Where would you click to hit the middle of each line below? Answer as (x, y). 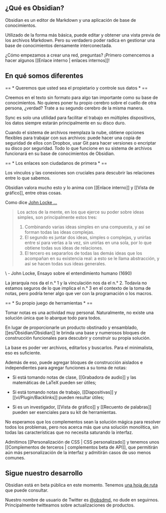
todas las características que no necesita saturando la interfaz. (69, 432)
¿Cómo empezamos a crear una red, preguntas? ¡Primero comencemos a (80, 55)
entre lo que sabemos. (28, 178)
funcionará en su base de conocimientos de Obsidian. (60, 154)
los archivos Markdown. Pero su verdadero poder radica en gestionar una (80, 40)
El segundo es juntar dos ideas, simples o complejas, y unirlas (88, 237)
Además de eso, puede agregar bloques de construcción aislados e (74, 362)
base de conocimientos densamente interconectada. (59, 45)
